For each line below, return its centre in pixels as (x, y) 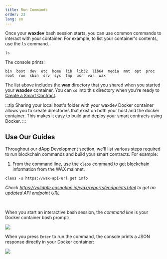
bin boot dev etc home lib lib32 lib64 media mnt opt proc (80, 71)
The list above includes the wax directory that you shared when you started (83, 85)
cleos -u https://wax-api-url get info (47, 178)
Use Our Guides (30, 137)
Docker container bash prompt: (37, 218)
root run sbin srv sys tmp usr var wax (56, 76)
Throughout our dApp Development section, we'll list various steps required (83, 149)
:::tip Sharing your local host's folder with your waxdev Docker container (80, 105)
